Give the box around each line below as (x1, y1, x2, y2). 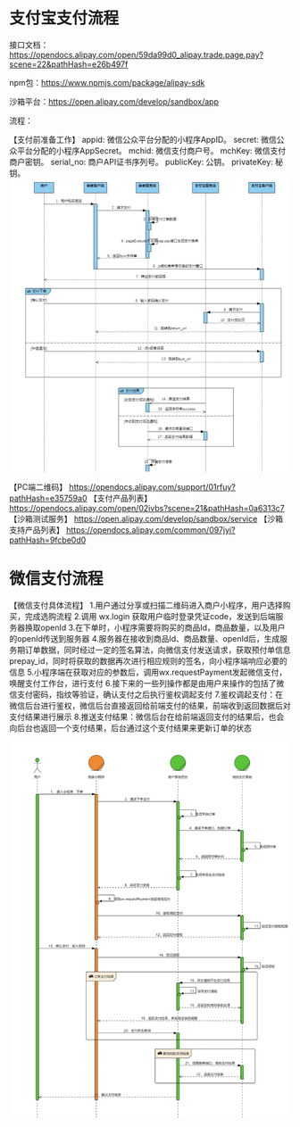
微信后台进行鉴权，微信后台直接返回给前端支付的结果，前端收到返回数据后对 (9, 700, 291, 710)
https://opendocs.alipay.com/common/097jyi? (65, 525, 236, 535)
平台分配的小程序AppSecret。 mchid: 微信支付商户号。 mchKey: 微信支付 (16, 145, 287, 156)
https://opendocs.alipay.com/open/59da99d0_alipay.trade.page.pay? (9, 49, 264, 60)
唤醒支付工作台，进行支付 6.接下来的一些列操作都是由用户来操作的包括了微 (9, 677, 285, 688)
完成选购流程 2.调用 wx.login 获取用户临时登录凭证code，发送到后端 (24, 610, 276, 621)
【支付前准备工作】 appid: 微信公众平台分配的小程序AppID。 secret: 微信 (9, 134, 277, 145)
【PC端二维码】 (9, 482, 68, 493)
